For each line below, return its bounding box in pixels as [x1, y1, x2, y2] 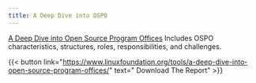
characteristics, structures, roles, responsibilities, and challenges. [8, 41, 222, 51]
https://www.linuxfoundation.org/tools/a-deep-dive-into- [62, 57, 248, 66]
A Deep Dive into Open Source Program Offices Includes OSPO [8, 33, 214, 43]
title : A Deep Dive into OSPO [8, 11, 108, 20]
